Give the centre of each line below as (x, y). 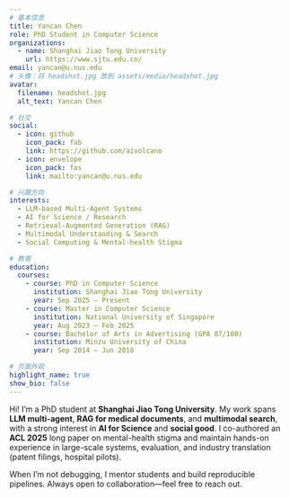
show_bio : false (39, 383)
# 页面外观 (27, 367)
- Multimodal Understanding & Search (88, 234)
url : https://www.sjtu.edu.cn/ (84, 59)
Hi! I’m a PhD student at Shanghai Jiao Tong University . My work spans (143, 409)
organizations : (38, 43)
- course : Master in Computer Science (98, 308)
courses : (34, 275)
